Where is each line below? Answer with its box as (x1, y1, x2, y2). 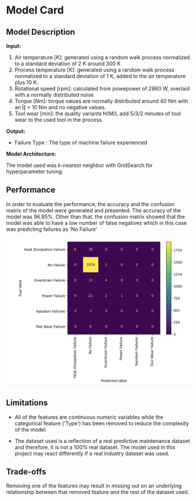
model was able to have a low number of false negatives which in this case (6, 219, 187, 226)
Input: (6, 42, 21, 49)
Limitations (6, 398, 48, 408)
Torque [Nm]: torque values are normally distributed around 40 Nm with (14, 97, 189, 105)
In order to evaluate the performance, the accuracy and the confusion (6, 200, 175, 207)
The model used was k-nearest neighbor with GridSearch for (6, 162, 153, 169)
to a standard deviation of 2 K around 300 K (14, 60, 121, 67)
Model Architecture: (6, 150, 57, 157)
